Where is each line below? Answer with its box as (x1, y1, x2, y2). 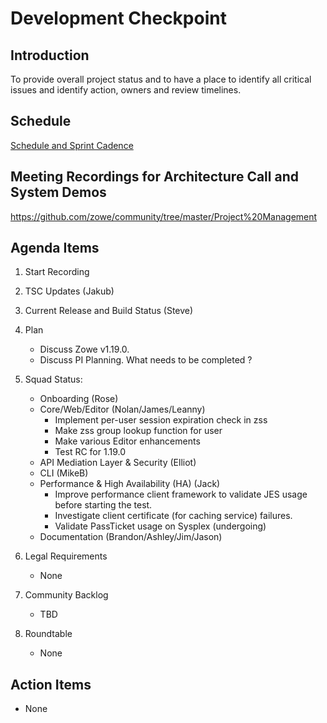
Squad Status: (24, 373, 83, 386)
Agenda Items (10, 240, 100, 257)
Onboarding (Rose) (39, 393, 119, 405)
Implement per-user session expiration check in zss (54, 414, 268, 426)
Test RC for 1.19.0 (54, 446, 126, 458)
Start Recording (24, 266, 90, 278)
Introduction (10, 47, 90, 64)
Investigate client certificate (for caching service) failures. (54, 510, 293, 522)
